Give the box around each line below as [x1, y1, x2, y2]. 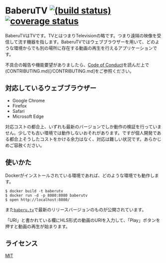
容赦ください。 [13, 142, 45, 148]
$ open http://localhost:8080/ [5, 197, 70, 202]
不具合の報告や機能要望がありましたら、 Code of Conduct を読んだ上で [5, 62, 150, 68]
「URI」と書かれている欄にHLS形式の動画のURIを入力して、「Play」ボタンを [5, 217, 161, 223]
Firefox [12, 102, 27, 109]
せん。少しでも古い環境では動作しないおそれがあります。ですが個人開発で [5, 130, 158, 136]
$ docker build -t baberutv [5, 188, 64, 193]
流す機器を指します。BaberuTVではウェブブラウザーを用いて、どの [18, 39, 156, 45]
